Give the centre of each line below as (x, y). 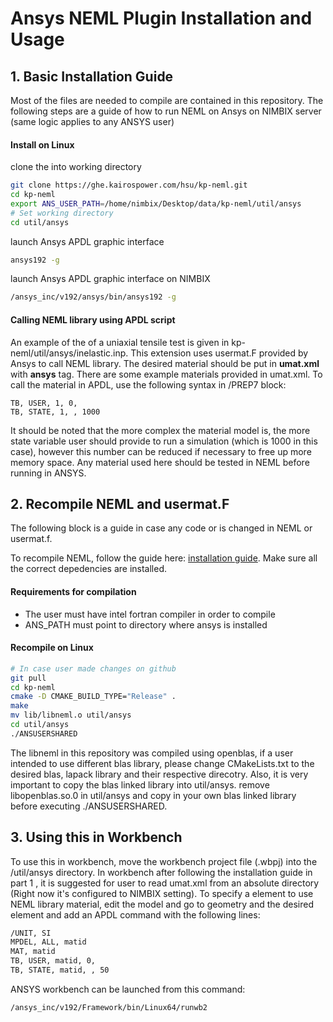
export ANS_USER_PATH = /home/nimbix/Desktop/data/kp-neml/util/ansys (156, 203)
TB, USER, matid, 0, (53, 961)
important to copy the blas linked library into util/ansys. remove (140, 784)
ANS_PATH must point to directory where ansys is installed (146, 624)
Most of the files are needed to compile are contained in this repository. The (167, 100)
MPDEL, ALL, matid (48, 942)
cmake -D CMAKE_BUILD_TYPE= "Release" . (93, 697)
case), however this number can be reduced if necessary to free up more (161, 451)
